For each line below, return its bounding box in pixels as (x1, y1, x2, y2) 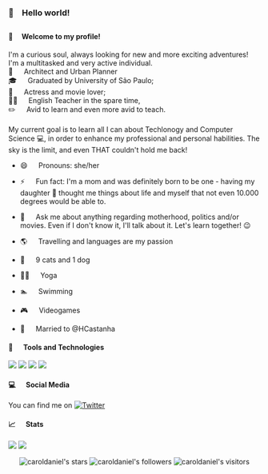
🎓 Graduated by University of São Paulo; (8, 75, 154, 85)
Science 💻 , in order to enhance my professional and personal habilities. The (8, 133, 260, 143)
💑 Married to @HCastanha (19, 324, 116, 333)
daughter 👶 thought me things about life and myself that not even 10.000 (19, 188, 259, 197)
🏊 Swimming (19, 286, 74, 296)
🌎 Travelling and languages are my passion (19, 236, 174, 246)
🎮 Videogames (19, 305, 81, 315)
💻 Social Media (8, 380, 70, 389)
